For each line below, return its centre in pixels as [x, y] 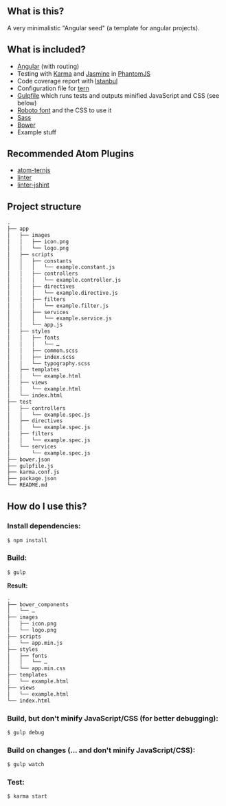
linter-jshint [33, 185]
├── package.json [32, 479]
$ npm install [27, 540]
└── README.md [27, 485]
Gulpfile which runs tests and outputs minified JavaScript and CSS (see [118, 95]
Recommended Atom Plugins [70, 154]
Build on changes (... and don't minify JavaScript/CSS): [101, 750]
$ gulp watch [26, 765]
